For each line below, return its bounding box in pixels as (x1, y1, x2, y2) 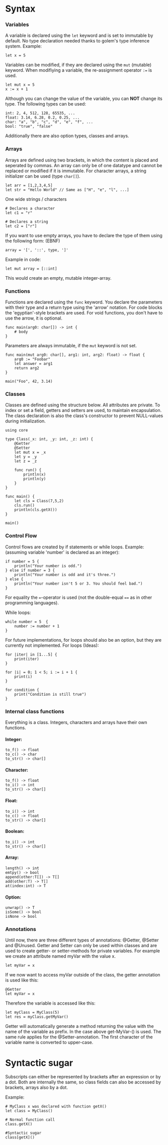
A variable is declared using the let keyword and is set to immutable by (5, 32, 153, 38)
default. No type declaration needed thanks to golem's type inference (5, 38, 150, 44)
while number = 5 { (5, 619, 49, 624)
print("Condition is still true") (14, 692, 87, 697)
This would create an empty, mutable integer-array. (5, 275, 112, 281)
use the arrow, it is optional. (5, 315, 63, 321)
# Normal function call (5, 1117, 55, 1122)
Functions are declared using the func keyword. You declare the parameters (5, 299, 162, 305)
